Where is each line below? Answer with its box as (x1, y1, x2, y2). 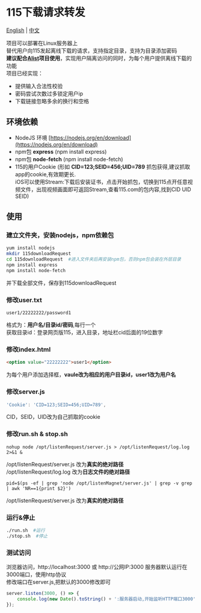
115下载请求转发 (6, 5, 85, 19)
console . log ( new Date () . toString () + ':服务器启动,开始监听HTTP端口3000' (17, 596, 196, 602)
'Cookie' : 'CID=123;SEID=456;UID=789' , (6, 402, 107, 408)
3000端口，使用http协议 (6, 571, 67, 578)
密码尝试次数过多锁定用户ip (14, 90, 83, 97)
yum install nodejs (6, 245, 55, 251)
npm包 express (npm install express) (14, 148, 107, 155)
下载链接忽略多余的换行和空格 (14, 97, 89, 104)
